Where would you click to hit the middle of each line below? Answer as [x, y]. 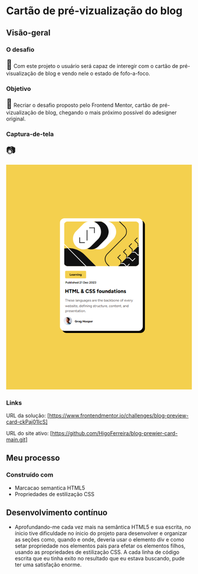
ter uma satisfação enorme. [48, 565]
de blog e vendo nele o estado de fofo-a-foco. [94, 73]
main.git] [17, 440]
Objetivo [19, 89]
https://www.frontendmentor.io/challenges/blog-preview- [119, 416]
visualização [21, 73]
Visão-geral [28, 33]
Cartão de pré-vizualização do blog [94, 11]
